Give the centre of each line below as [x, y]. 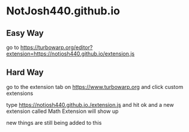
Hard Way [25, 73]
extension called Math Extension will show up [62, 111]
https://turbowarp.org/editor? [56, 47]
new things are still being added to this [54, 122]
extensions [20, 93]
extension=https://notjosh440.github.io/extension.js [70, 54]
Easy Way [25, 33]
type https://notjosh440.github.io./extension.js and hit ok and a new [90, 105]
